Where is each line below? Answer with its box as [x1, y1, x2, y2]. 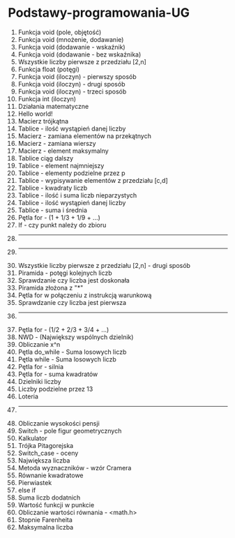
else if [17, 486, 36, 494]
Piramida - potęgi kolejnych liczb [17, 269, 112, 277]
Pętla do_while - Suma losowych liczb [17, 348, 127, 356]
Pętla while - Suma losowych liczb [17, 354, 117, 364]
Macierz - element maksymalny [17, 147, 109, 155]
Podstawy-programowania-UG [8, 5, 190, 21]
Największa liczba [17, 456, 70, 465]
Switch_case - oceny [17, 449, 79, 457]
